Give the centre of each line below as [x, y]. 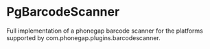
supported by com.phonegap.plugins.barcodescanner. [83, 37]
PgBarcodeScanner [63, 12]
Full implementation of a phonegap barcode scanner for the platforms [105, 31]
